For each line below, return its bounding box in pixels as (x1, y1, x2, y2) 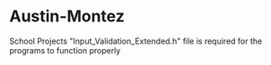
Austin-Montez (9, 6, 126, 27)
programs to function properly (9, 45, 121, 55)
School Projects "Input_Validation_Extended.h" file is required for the (9, 36, 263, 46)
